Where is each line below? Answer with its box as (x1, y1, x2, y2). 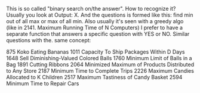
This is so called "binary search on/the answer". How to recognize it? (6, 5, 176, 12)
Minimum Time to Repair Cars (6, 80, 79, 87)
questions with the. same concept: (6, 37, 91, 44)
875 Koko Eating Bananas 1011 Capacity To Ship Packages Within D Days (6, 48, 185, 55)
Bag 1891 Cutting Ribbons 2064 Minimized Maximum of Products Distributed (6, 61, 195, 68)
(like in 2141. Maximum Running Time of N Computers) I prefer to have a (6, 24, 183, 31)
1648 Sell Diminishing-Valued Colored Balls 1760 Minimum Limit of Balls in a (6, 55, 192, 61)
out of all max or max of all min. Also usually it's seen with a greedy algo (6, 18, 184, 24)
